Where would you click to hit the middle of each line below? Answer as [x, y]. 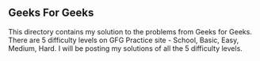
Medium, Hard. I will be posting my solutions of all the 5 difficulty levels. [126, 48]
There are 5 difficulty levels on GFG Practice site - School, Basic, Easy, [124, 40]
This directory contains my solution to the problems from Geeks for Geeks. [130, 31]
